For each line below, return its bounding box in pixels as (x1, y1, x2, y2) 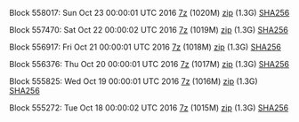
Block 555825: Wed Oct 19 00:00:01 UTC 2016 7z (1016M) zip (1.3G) (9, 76, 258, 87)
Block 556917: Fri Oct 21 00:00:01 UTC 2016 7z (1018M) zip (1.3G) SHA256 (9, 42, 282, 52)
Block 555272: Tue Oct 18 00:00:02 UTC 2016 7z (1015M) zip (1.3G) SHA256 (9, 103, 289, 113)
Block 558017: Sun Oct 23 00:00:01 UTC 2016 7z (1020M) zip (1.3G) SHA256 (9, 8, 290, 18)
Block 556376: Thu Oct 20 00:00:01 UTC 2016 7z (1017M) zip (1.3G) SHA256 (9, 59, 290, 69)
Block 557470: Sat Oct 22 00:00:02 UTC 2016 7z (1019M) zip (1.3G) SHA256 (9, 25, 289, 34)
